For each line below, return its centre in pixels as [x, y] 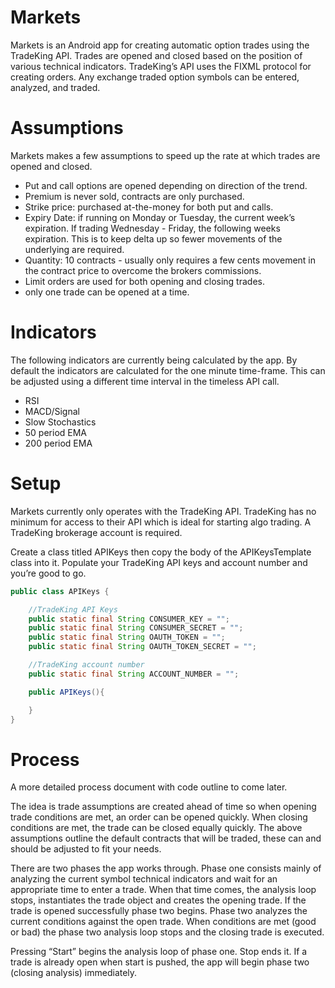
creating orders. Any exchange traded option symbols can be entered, [155, 77]
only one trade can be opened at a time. [107, 292]
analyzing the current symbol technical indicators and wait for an [144, 879]
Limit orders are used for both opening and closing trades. [144, 281]
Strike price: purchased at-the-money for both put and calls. [149, 207]
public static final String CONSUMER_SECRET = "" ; [136, 628]
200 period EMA [58, 443]
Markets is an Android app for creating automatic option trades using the [160, 45]
